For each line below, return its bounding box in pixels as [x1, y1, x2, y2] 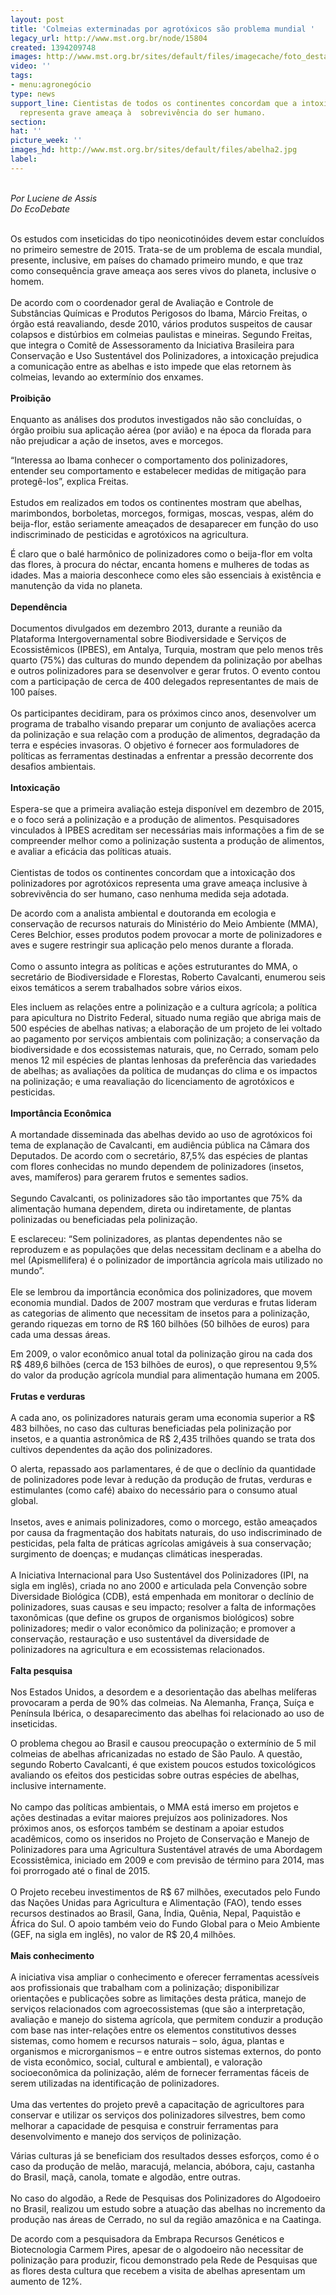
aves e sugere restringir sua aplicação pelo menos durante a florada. [10, 939, 294, 951]
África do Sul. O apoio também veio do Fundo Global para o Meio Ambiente [10, 1917, 321, 1930]
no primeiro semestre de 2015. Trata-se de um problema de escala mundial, [10, 243, 323, 255]
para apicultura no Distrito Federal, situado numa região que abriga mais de [10, 1011, 322, 1023]
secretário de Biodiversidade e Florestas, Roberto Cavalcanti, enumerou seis [10, 971, 326, 983]
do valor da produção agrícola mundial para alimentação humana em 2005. [10, 1369, 321, 1381]
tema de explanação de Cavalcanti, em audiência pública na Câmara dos [10, 1139, 310, 1151]
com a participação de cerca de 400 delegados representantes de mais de [10, 675, 319, 687]
